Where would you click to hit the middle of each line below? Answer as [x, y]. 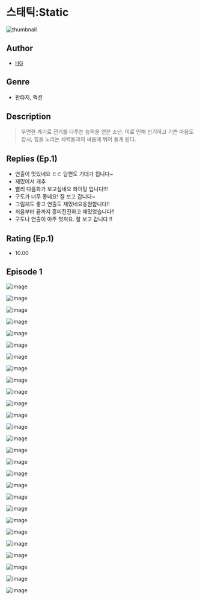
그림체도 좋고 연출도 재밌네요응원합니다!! [62, 204]
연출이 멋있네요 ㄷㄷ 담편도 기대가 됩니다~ [64, 174]
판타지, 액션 [29, 97]
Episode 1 [25, 272]
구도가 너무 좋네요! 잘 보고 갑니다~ [55, 197]
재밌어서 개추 [30, 182]
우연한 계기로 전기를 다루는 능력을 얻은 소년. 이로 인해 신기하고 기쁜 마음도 [107, 132]
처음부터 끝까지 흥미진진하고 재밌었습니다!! [65, 212]
